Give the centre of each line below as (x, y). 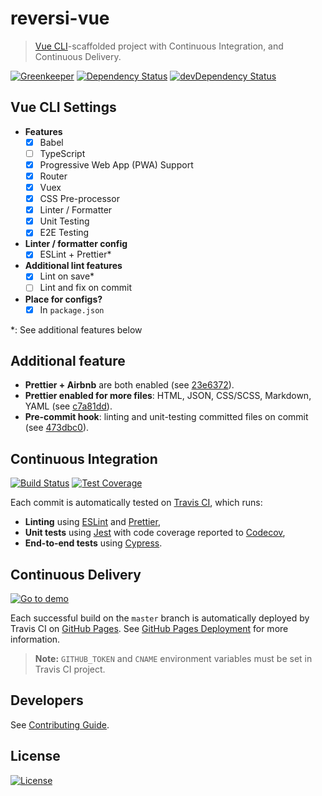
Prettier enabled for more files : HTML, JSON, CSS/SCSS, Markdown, (168, 396)
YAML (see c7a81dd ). (68, 406)
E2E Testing (64, 233)
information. (35, 639)
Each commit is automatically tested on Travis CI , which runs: (136, 503)
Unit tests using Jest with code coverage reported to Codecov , (155, 533)
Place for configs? (63, 299)
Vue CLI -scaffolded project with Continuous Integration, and (159, 46)
